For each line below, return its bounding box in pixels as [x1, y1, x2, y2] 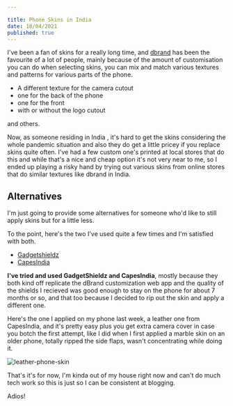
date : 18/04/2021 [7, 22, 58, 30]
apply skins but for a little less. [7, 217, 95, 225]
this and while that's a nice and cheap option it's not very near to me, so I [7, 155, 218, 164]
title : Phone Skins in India [7, 16, 92, 23]
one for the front [17, 99, 65, 107]
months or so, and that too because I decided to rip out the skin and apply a [7, 294, 225, 302]
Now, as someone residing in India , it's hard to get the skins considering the [7, 133, 226, 141]
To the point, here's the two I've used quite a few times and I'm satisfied [7, 230, 214, 238]
